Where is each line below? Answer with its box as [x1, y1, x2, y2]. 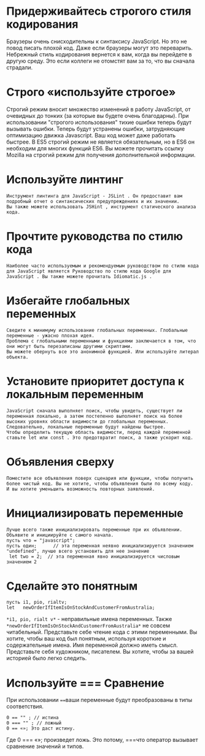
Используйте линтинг [6, 173, 124, 187]
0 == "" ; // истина [6, 715, 60, 721]
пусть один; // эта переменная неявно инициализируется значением [6, 542, 193, 549]
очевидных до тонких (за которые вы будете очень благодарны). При [6, 112, 189, 119]
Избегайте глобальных [6, 293, 130, 307]
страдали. [6, 63, 33, 71]
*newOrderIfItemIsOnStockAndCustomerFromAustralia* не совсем [6, 622, 171, 630]
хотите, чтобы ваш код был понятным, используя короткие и [6, 635, 166, 642]
